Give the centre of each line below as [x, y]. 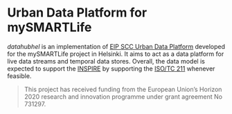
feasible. [19, 76]
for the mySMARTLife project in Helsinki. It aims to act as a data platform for [116, 54]
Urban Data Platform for [77, 13]
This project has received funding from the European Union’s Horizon [123, 89]
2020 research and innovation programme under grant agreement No [123, 96]
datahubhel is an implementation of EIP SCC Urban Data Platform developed [116, 46]
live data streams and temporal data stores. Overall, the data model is [106, 61]
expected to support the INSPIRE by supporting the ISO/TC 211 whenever [111, 68]
